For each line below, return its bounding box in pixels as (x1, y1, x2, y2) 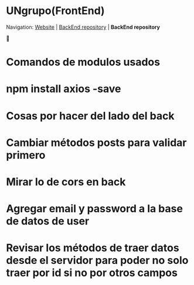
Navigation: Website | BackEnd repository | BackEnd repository (6, 23, 160, 30)
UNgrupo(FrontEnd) (6, 4, 105, 18)
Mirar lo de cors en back (6, 175, 126, 188)
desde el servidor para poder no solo (6, 254, 189, 267)
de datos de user (6, 215, 90, 228)
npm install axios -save (6, 82, 121, 96)
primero (6, 148, 46, 162)
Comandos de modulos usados (6, 56, 160, 69)
